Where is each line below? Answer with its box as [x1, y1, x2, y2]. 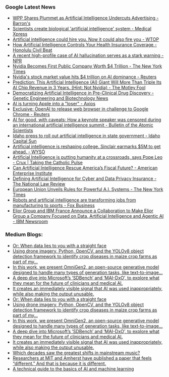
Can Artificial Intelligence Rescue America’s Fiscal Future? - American [12, 165, 158, 171]
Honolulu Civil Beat [12, 47, 52, 53]
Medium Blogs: [5, 231, 43, 238]
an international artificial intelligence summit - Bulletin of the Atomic [12, 122, 154, 128]
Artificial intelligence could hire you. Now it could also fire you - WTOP [12, 36, 159, 42]
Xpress [12, 31, 28, 37]
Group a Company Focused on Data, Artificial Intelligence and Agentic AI [12, 213, 164, 219]
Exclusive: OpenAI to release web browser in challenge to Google [12, 106, 149, 112]
